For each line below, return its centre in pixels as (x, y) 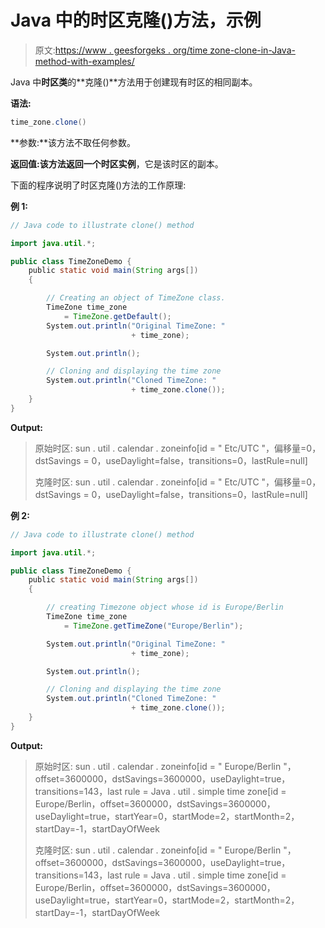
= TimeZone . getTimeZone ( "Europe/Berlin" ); (153, 626)
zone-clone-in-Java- (252, 50)
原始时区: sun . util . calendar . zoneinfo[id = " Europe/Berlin (158, 766)
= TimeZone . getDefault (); (117, 316)
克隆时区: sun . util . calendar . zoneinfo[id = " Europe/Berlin (158, 850)
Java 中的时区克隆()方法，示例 (136, 20)
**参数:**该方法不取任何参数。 (73, 142)
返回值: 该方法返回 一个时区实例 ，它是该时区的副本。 (117, 163)
